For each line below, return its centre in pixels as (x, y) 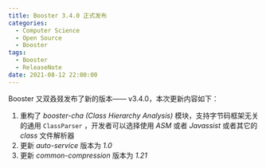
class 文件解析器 (47, 135)
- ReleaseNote (39, 68)
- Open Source (39, 38)
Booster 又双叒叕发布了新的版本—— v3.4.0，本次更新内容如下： (113, 98)
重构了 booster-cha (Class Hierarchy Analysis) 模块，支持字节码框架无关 (139, 115)
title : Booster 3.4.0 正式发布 (58, 16)
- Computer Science (48, 30)
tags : (17, 53)
